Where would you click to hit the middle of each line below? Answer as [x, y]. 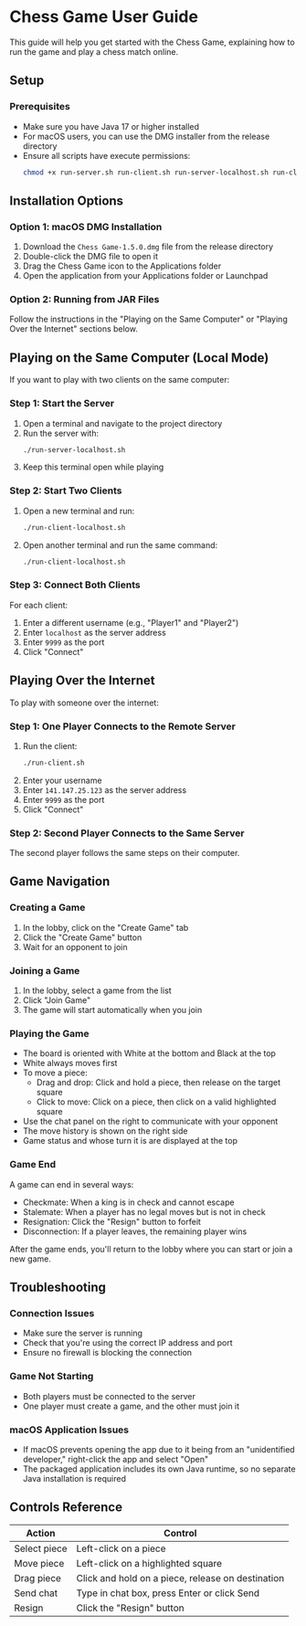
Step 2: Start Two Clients [66, 491]
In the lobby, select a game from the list [97, 991]
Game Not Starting [52, 1377]
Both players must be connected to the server [109, 1396]
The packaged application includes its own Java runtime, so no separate [159, 1469]
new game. [31, 1259]
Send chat [36, 1593]
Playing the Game [49, 1034]
